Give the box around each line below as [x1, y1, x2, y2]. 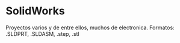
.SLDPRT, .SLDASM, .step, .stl [5, 30, 79, 37]
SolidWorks [5, 4, 65, 18]
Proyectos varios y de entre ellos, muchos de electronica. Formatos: [5, 24, 175, 31]
